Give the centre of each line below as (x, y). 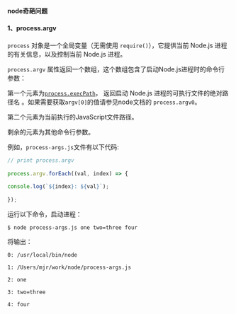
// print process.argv (41, 160)
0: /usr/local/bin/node (43, 255)
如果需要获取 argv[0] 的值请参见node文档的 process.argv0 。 (114, 102)
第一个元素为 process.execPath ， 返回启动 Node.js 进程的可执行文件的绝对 (115, 93)
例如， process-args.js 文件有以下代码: (63, 147)
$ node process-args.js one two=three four (73, 227)
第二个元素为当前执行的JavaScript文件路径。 (73, 117)
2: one (17, 279)
